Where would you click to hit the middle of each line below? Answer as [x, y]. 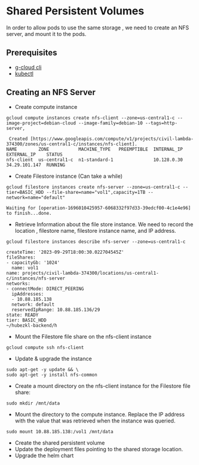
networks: [19, 283]
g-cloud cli [28, 67]
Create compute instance [46, 107]
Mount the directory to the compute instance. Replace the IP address [100, 414]
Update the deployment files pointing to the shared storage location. [99, 449]
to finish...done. [29, 213]
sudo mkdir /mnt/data [33, 403]
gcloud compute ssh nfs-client [45, 347]
